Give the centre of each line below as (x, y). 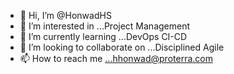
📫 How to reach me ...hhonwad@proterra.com (116, 58)
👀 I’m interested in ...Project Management (105, 26)
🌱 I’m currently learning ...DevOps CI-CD (103, 36)
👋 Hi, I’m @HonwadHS (65, 15)
